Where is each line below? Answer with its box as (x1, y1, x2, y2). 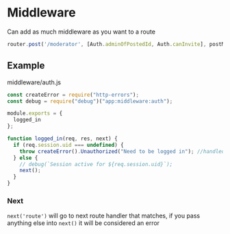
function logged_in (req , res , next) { (7, 135, 118, 142)
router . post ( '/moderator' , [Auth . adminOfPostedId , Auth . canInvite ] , (7, 40, 207, 47)
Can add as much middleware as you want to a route (7, 27, 156, 36)
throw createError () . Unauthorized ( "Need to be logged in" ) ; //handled (19, 148, 225, 155)
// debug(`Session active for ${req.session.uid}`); (19, 161, 173, 167)
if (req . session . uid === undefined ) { (13, 141, 125, 148)
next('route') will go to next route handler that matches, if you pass (7, 211, 201, 220)
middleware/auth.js (7, 78, 62, 86)
